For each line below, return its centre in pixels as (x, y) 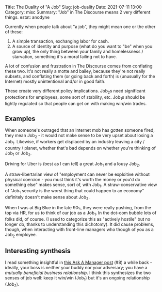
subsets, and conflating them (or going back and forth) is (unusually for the (80, 76)
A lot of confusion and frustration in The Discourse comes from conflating (79, 66)
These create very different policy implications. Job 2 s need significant (75, 92)
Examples (20, 118)
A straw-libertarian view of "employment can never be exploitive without (77, 174)
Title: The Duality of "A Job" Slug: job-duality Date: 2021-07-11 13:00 (73, 7)
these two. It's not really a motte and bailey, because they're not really (75, 71)
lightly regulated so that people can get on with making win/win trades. (76, 103)
